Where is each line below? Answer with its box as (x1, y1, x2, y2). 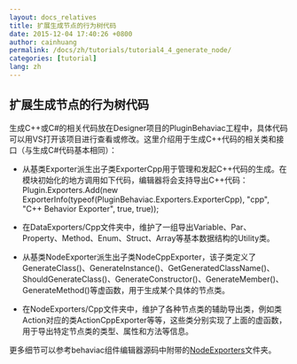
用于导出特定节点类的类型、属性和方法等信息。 (21, 325, 193, 337)
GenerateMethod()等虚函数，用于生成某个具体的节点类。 (21, 284, 231, 295)
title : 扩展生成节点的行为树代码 (9, 21, 117, 30)
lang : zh (9, 63, 42, 72)
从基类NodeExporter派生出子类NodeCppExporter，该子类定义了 (21, 252, 257, 262)
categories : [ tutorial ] (9, 54, 98, 63)
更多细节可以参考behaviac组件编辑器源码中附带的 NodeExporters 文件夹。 (9, 345, 277, 355)
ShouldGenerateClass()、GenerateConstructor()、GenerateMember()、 (21, 274, 284, 284)
